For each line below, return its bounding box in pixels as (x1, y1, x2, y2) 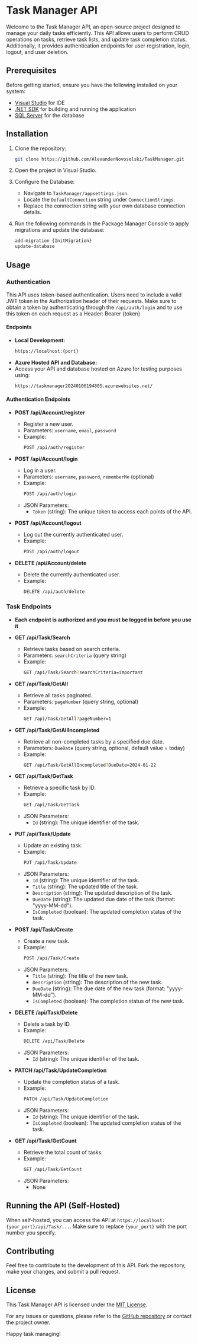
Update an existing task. (23, 842, 83, 849)
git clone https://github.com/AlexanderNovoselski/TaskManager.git (14, 156, 184, 162)
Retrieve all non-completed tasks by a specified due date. (23, 738, 164, 745)
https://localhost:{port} (14, 348, 79, 355)
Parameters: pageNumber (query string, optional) (23, 698, 139, 705)
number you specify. (6, 1229, 56, 1236)
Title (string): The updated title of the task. (32, 883, 138, 890)
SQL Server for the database (14, 111, 85, 119)
